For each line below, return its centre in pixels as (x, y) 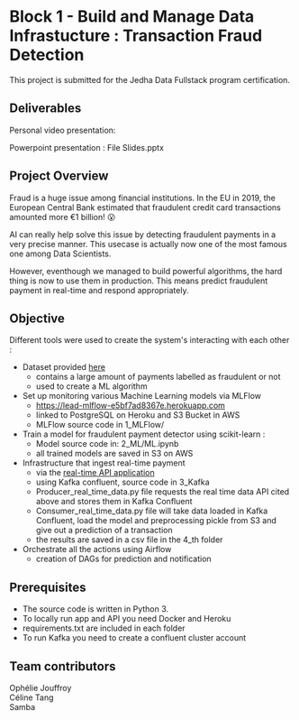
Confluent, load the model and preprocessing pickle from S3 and (156, 521)
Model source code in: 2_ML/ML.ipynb (107, 444)
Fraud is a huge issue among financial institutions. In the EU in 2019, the (143, 198)
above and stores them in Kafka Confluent (114, 502)
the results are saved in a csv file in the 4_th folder (129, 540)
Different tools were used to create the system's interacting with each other (149, 340)
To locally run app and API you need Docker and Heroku (127, 619)
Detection (47, 55)
